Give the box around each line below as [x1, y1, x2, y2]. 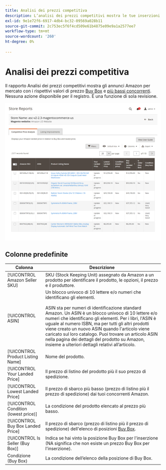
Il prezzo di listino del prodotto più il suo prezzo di [45, 368, 146, 374]
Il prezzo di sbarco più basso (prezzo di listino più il [45, 386, 149, 392]
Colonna [15, 265, 34, 271]
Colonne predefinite [5, 250, 68, 259]
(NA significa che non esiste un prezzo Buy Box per [45, 440, 150, 446]
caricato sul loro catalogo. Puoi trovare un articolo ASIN [45, 331, 158, 337]
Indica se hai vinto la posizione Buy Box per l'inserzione [45, 435, 158, 441]
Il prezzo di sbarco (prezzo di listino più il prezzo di [45, 420, 149, 427]
